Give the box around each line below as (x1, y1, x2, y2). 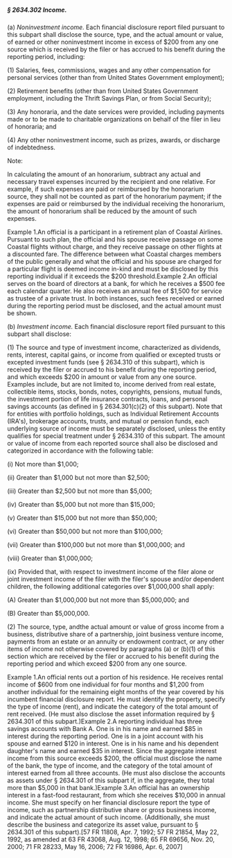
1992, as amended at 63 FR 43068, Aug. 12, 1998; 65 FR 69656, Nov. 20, (7, 835, 215, 843)
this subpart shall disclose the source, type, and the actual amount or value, (7, 30, 224, 38)
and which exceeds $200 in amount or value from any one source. (7, 372, 197, 381)
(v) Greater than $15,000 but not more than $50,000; (7, 514, 158, 522)
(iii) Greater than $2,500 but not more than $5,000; (7, 487, 152, 495)
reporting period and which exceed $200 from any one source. (7, 659, 187, 668)
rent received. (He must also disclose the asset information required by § (7, 709, 215, 718)
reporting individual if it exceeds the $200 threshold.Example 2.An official (7, 271, 217, 280)
